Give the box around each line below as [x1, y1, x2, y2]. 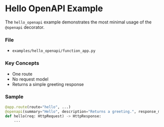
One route [12, 71, 33, 77]
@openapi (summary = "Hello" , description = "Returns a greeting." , [5, 109, 137, 114]
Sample [5, 93, 23, 100]
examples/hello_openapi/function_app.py [12, 48, 96, 54]
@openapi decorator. [5, 24, 45, 30]
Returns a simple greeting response [12, 81, 84, 87]
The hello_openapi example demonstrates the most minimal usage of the [5, 19, 152, 25]
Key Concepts [5, 60, 40, 66]
